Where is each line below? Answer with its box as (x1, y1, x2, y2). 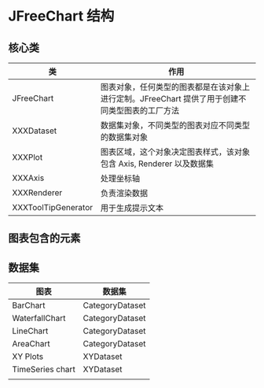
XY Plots (12, 351, 44, 362)
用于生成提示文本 (101, 202, 164, 213)
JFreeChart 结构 (8, 7, 115, 25)
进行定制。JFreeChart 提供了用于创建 (101, 94, 239, 104)
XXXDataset (12, 125, 57, 136)
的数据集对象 (101, 131, 148, 142)
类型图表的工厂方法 (108, 105, 180, 116)
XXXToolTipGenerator (12, 202, 93, 212)
